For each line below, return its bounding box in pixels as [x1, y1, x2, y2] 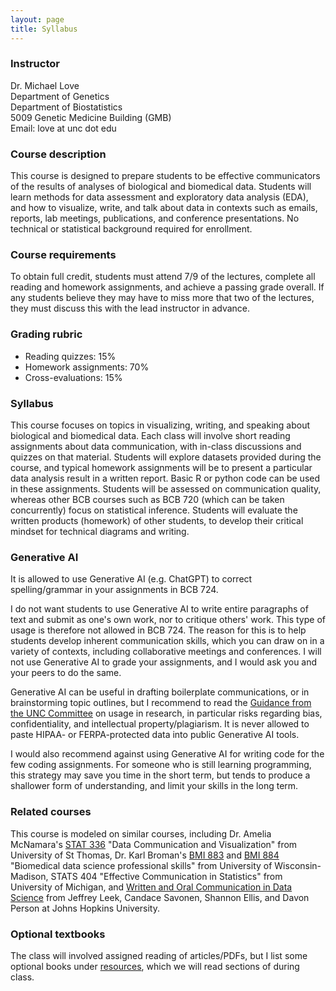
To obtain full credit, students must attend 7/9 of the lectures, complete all [10, 271, 316, 283]
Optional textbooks [10, 927, 106, 941]
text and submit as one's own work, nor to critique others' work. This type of [10, 614, 326, 626]
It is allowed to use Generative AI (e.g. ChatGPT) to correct [10, 573, 253, 585]
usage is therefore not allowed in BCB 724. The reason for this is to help [10, 624, 307, 636]
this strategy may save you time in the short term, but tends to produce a [10, 769, 311, 781]
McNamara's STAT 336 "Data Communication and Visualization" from [10, 838, 298, 850]
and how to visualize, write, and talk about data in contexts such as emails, [10, 202, 318, 214]
